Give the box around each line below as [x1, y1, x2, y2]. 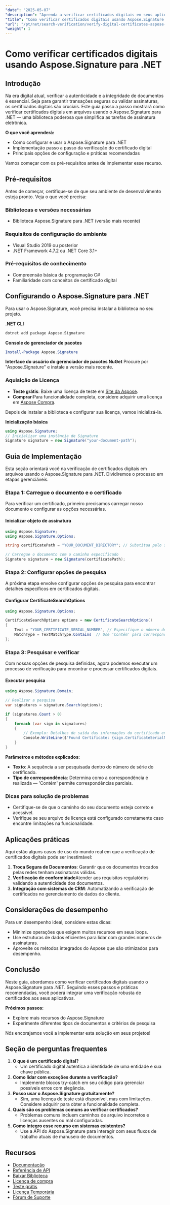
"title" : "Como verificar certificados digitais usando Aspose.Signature [5, 17, 164, 22]
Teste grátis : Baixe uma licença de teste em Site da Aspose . [12, 388, 138, 394]
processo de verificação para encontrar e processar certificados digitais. [5, 666, 158, 672]
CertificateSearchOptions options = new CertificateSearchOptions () [5, 618, 153, 623]
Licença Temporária [12, 1189, 55, 1195]
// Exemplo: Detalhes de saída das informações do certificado [23, 730, 159, 736]
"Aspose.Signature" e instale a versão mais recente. [5, 364, 114, 370]
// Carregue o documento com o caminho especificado [5, 552, 119, 557]
